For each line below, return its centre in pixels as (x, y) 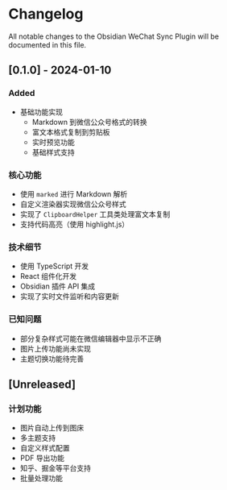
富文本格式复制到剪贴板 (71, 132)
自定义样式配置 (45, 448)
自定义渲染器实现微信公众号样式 (73, 204)
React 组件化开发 (48, 276)
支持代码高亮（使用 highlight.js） (74, 224)
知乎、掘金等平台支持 (55, 468)
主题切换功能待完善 (52, 359)
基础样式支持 (53, 152)
